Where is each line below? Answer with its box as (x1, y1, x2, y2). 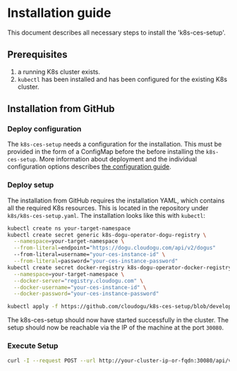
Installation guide (7, 5, 111, 21)
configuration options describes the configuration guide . (7, 162, 171, 171)
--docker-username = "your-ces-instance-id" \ (13, 284, 147, 291)
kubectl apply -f (7, 303, 59, 310)
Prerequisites (7, 49, 68, 61)
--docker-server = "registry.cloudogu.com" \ (13, 277, 143, 284)
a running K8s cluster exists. (17, 67, 101, 75)
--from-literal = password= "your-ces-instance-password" (13, 257, 178, 265)
